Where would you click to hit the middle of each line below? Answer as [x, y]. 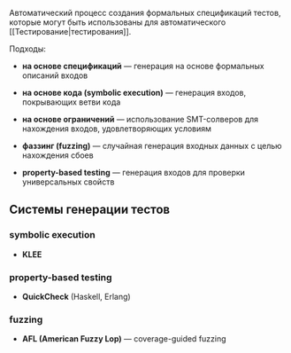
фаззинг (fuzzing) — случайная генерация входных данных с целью [152, 146]
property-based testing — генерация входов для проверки [134, 173]
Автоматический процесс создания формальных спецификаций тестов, [145, 13]
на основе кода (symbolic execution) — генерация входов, [134, 93]
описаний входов [55, 75]
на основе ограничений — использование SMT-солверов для [140, 119]
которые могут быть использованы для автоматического [118, 22]
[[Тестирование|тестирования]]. [70, 31]
